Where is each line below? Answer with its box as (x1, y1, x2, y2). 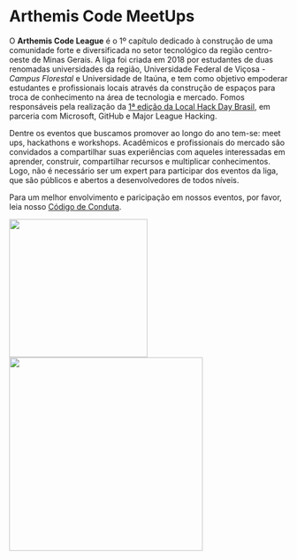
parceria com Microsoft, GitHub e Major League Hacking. (9, 111, 217, 121)
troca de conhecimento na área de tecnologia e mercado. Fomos (9, 91, 245, 103)
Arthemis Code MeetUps (9, 6, 195, 27)
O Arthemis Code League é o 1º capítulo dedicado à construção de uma (9, 35, 274, 46)
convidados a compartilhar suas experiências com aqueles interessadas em (9, 146, 286, 157)
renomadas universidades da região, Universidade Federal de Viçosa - (9, 64, 266, 74)
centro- (245, 44, 272, 55)
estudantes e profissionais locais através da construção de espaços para (9, 82, 276, 93)
